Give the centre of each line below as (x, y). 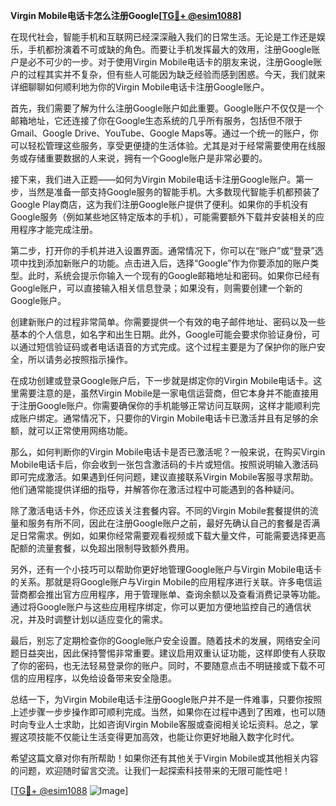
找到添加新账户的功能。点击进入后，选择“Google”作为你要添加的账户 (169, 263)
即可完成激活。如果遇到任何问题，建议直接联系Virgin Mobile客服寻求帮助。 (164, 477)
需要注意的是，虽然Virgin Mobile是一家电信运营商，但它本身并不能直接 (164, 393)
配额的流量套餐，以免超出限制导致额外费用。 (102, 548)
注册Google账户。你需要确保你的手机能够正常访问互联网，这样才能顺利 (165, 405)
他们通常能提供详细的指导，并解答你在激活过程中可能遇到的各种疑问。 (155, 489)
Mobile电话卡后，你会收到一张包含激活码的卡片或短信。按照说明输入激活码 (164, 464)
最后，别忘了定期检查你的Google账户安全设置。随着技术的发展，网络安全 (161, 640)
